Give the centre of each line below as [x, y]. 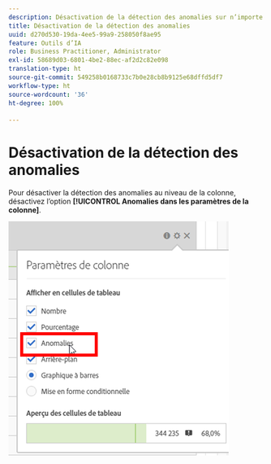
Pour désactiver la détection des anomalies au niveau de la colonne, [123, 193]
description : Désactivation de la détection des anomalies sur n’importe [136, 17]
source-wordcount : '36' [49, 94]
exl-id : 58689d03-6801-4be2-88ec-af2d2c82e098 [88, 60]
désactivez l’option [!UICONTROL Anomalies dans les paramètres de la [129, 201]
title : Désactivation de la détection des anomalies [99, 26]
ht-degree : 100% [36, 103]
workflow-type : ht [39, 85]
